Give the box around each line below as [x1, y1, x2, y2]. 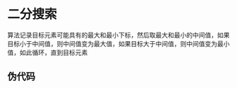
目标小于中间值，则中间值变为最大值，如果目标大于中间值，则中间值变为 [7, 39, 217, 47]
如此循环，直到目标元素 [19, 48, 88, 57]
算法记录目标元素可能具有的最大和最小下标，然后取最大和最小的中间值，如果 [7, 31, 230, 39]
